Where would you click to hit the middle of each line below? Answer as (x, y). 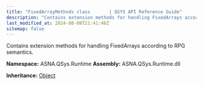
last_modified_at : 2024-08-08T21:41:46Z (58, 23)
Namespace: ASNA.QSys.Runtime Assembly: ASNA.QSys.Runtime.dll (93, 64)
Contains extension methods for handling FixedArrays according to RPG (96, 46)
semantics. (20, 52)
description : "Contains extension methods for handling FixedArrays (94, 17)
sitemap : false (25, 29)
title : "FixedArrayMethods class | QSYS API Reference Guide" (94, 12)
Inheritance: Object (31, 75)
